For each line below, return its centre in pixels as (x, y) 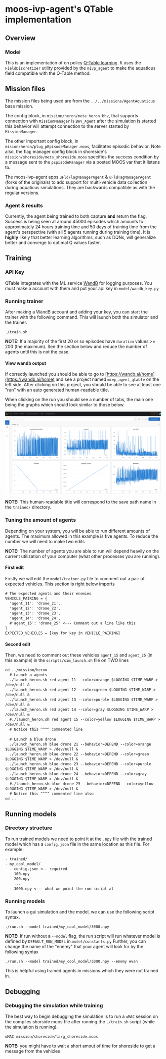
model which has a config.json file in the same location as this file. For (77, 844)
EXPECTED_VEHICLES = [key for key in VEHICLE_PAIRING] (63, 633)
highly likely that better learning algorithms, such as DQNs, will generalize (81, 237)
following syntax (22, 952)
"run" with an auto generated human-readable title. (57, 390)
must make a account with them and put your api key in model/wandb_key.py (82, 288)
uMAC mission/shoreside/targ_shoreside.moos (52, 1036)
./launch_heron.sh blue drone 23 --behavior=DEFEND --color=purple (81, 764)
